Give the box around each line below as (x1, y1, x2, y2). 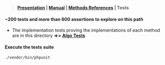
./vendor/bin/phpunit (5, 55, 51, 60)
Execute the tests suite (5, 44, 54, 50)
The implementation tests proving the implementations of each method (12, 27, 160, 33)
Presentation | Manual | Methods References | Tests (17, 5, 130, 10)
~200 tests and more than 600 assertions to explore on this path (5, 16, 144, 22)
